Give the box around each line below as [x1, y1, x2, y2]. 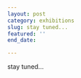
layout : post [7, 10, 46, 18]
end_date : [7, 37, 37, 44]
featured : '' [7, 30, 46, 38]
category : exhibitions [7, 17, 75, 24]
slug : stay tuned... [7, 23, 69, 30]
